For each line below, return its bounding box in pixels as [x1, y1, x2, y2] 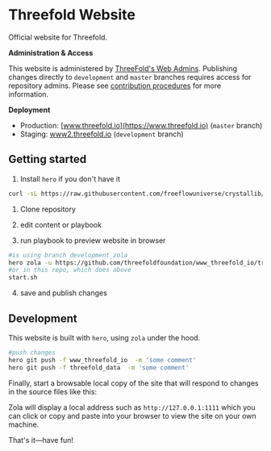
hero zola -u [8, 258, 52, 267]
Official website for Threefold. [8, 32, 107, 42]
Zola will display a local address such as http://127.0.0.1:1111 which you [8, 402, 256, 412]
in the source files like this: [8, 386, 98, 396]
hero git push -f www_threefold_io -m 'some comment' [8, 356, 197, 364]
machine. [8, 420, 40, 429]
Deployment [8, 105, 51, 115]
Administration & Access [8, 48, 94, 57]
